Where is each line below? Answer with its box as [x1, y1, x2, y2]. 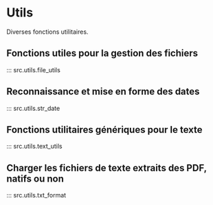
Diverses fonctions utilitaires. [6, 28, 89, 36]
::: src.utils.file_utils [6, 65, 61, 74]
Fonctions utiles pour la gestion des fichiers [6, 47, 199, 59]
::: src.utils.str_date [6, 104, 60, 112]
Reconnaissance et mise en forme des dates [6, 86, 200, 98]
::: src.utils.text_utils [6, 142, 63, 151]
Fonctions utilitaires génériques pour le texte [6, 124, 203, 136]
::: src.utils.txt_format [6, 191, 67, 199]
